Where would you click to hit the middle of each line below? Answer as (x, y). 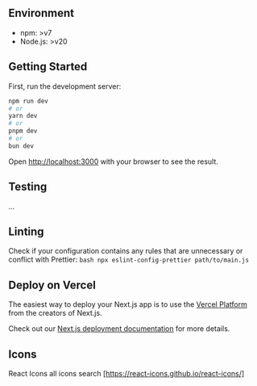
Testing (28, 187)
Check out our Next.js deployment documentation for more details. (119, 329)
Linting (26, 231)
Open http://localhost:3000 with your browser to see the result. (114, 162)
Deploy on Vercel (52, 285)
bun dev (21, 146)
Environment (41, 13)
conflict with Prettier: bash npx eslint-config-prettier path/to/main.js (129, 260)
